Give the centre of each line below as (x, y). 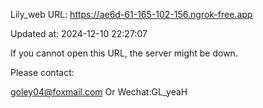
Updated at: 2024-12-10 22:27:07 (79, 33)
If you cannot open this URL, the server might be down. (124, 53)
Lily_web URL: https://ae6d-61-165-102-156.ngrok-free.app (131, 14)
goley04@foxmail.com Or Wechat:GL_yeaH (99, 92)
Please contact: (42, 72)
